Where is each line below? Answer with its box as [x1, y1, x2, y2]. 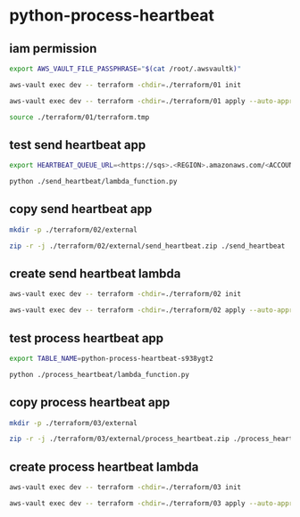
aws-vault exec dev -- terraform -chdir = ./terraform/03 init [9, 483, 242, 492]
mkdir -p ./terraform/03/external [9, 418, 138, 428]
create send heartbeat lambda [9, 267, 181, 282]
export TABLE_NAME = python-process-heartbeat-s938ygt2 [9, 354, 214, 363]
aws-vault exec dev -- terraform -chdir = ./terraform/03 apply [9, 499, 246, 508]
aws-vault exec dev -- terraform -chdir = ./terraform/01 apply [9, 96, 246, 105]
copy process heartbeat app [9, 395, 171, 410]
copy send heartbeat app [9, 201, 153, 217]
